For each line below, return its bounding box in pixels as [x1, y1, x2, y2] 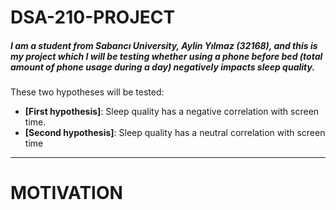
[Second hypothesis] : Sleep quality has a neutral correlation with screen [24, 127, 326, 139]
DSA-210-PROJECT [10, 6, 176, 29]
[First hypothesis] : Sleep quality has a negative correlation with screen [24, 106, 320, 118]
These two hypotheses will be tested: [10, 86, 165, 98]
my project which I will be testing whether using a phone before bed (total [10, 50, 323, 62]
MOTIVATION [10, 182, 123, 205]
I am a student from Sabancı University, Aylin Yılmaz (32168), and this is [10, 39, 318, 51]
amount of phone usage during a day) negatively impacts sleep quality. [10, 61, 316, 73]
